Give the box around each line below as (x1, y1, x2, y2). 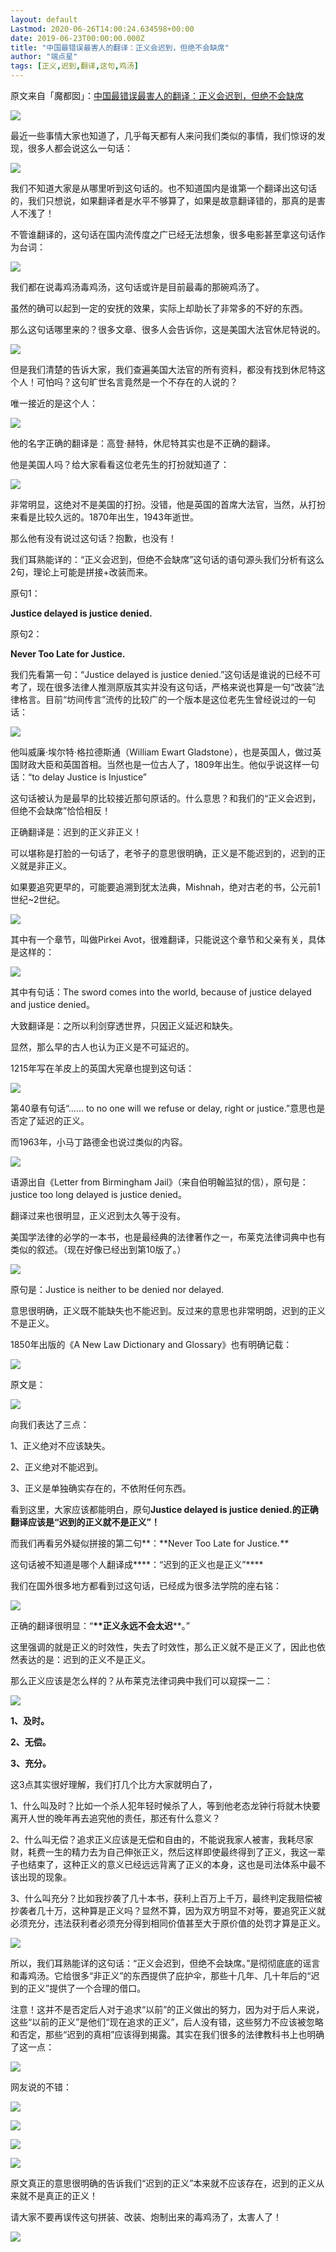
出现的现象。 (18, 1871, 72, 1883)
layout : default (10, 14, 78, 25)
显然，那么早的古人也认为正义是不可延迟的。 (10, 1041, 195, 1053)
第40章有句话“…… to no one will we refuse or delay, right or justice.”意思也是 (10, 1102, 326, 1114)
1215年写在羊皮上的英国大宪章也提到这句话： (10, 1062, 195, 1074)
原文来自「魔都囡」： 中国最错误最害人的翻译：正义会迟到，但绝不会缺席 (10, 90, 304, 101)
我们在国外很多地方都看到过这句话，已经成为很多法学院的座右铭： (10, 1580, 282, 1591)
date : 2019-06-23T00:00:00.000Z (10, 33, 145, 43)
